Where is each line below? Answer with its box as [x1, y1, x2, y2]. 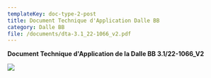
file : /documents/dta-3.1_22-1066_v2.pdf [7, 30, 132, 38]
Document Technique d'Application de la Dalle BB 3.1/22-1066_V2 [7, 50, 205, 58]
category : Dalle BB [7, 23, 65, 30]
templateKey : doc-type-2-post [7, 10, 97, 18]
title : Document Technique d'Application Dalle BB [7, 17, 160, 24]
